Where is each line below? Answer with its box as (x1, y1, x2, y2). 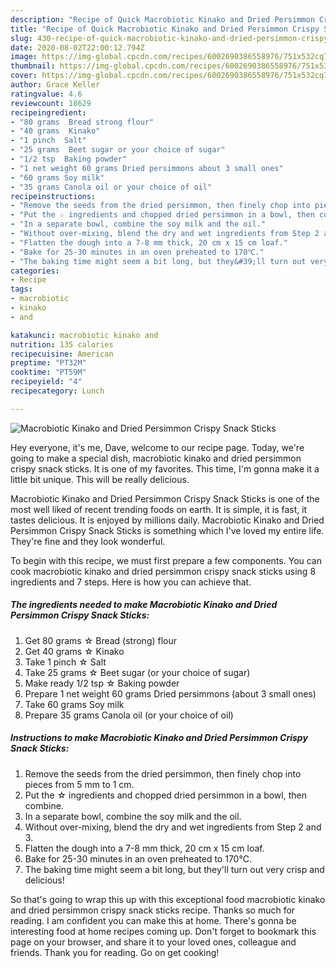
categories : (10, 266, 60, 276)
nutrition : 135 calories (10, 339, 114, 350)
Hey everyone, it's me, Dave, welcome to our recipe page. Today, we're (10, 441, 305, 453)
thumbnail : (10, 61, 56, 71)
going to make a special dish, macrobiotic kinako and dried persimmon (10, 452, 302, 464)
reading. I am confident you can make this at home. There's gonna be (10, 914, 297, 926)
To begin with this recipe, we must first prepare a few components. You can (10, 554, 323, 566)
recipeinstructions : (10, 191, 97, 201)
